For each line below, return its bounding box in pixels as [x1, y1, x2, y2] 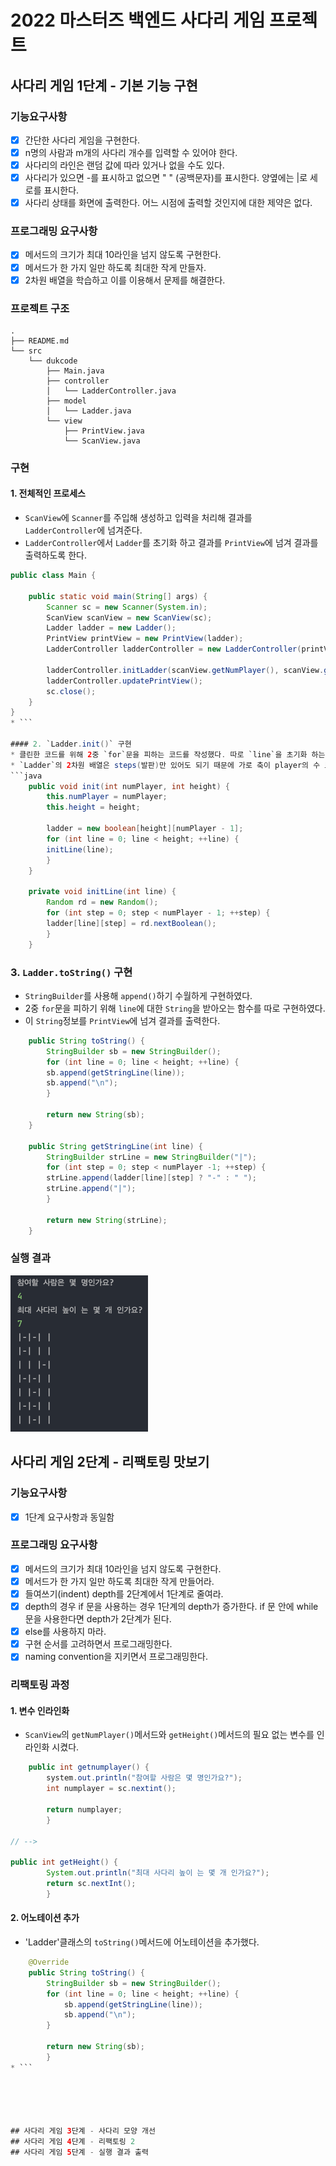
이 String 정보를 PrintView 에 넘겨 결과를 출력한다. [24, 1014, 221, 1026]
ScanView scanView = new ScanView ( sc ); [46, 612, 213, 623]
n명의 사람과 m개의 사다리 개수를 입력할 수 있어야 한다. [24, 146, 238, 158]
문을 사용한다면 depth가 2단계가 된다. [24, 1613, 172, 1625]
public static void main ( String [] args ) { [28, 591, 208, 601]
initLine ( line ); [46, 844, 114, 855]
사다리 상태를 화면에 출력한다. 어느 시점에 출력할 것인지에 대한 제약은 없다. [24, 197, 313, 209]
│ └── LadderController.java [46, 386, 177, 396]
